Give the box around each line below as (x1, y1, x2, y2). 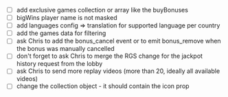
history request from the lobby (16, 60, 103, 68)
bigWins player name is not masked (16, 14, 117, 22)
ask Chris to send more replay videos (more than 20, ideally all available (16, 67, 220, 75)
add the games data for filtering (16, 29, 106, 37)
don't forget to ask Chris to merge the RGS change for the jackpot (16, 52, 203, 61)
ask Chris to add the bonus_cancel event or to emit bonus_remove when (16, 37, 221, 45)
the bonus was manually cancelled (16, 45, 115, 53)
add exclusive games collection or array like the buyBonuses (16, 6, 188, 14)
